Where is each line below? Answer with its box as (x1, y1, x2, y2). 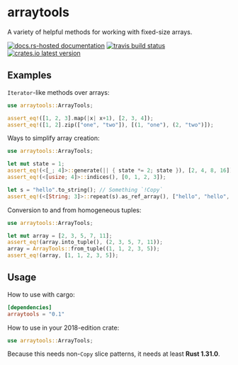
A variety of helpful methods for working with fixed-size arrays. (7, 28, 193, 36)
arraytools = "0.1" (7, 311, 65, 318)
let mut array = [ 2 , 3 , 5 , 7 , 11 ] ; (7, 232, 113, 239)
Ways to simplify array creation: (7, 134, 101, 142)
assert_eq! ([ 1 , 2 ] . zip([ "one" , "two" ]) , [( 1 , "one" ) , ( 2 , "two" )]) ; (7, 121, 214, 128)
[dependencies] (7, 303, 52, 311)
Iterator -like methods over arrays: (7, 88, 110, 96)
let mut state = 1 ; (7, 161, 65, 168)
